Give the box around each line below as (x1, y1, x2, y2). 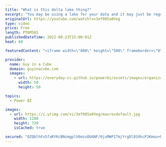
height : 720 (14, 121, 39, 126)
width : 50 (18, 80, 39, 85)
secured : (5, 134, 23, 139)
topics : (5, 93, 21, 99)
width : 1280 (14, 116, 39, 121)
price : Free (5, 26, 30, 31)
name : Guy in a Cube (9, 62, 52, 67)
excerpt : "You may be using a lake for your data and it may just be (5, 12, 152, 17)
